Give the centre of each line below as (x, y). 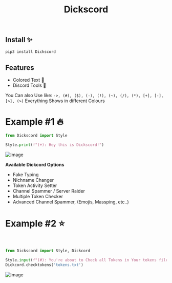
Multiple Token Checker (38, 197)
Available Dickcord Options (35, 165)
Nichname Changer (33, 180)
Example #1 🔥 (34, 121)
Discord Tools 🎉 (29, 85)
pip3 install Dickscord (31, 52)
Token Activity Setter (35, 185)
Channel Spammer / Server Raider (49, 191)
